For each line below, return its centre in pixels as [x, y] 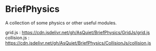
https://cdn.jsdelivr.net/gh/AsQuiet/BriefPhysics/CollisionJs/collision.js [78, 43]
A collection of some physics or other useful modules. [61, 23]
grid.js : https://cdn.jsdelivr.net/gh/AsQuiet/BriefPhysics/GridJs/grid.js [77, 32]
